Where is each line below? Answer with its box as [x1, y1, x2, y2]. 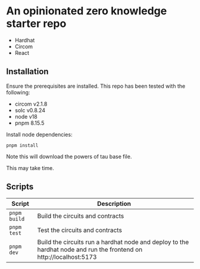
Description [97, 199, 131, 208]
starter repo [6, 17, 67, 30]
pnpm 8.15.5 [14, 119, 45, 126]
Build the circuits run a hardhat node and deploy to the [37, 237, 189, 246]
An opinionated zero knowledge [6, 4, 167, 18]
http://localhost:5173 [37, 252, 97, 261]
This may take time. [6, 164, 55, 171]
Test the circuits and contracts [37, 225, 122, 234]
